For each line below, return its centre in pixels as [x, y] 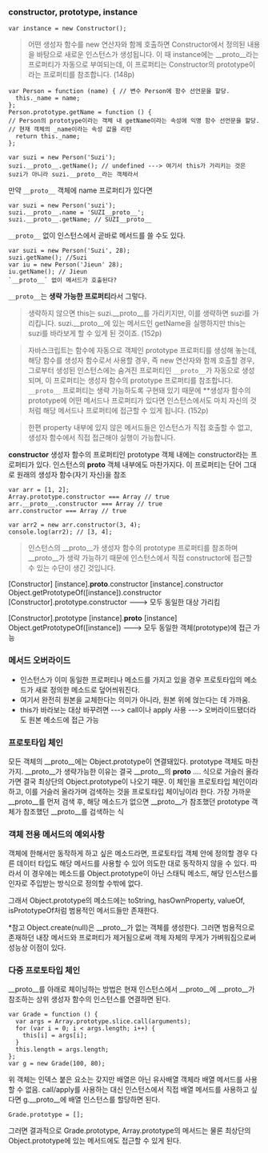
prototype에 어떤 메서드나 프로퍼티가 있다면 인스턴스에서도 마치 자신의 [138, 400]
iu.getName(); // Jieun [48, 272]
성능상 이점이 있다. [37, 948]
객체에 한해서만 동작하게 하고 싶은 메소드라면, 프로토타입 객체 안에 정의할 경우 [129, 854]
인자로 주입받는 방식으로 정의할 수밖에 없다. [76, 883]
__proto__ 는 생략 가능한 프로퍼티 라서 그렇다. [78, 296]
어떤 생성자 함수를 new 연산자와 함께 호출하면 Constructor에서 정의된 [136, 45]
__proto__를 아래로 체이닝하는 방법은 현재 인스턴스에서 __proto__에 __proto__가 [132, 989]
